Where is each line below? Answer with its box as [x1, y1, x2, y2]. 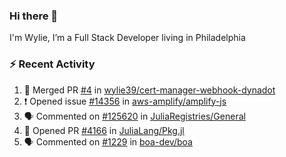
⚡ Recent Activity [9, 57, 96, 71]
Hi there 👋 [9, 9, 59, 23]
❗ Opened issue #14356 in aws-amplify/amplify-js [23, 95, 227, 107]
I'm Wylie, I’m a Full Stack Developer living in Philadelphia [9, 32, 246, 44]
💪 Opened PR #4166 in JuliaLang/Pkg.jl [23, 124, 185, 136]
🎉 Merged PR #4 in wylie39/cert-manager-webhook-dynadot [23, 84, 276, 96]
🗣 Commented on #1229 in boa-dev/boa [23, 135, 193, 148]
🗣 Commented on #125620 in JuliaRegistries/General [23, 110, 246, 122]
